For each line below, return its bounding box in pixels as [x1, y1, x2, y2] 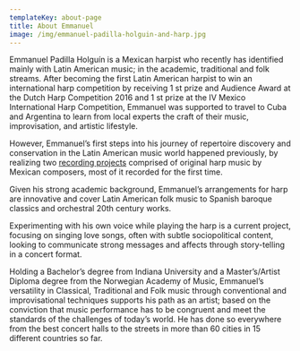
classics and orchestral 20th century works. [9, 203, 172, 214]
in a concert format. [9, 249, 82, 260]
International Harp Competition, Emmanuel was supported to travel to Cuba [9, 102, 287, 113]
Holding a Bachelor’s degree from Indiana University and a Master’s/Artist [9, 266, 280, 278]
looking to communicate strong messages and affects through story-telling [9, 239, 285, 251]
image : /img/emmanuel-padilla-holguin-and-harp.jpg [9, 30, 206, 39]
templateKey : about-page [9, 13, 102, 22]
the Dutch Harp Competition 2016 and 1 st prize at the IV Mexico [9, 92, 246, 103]
